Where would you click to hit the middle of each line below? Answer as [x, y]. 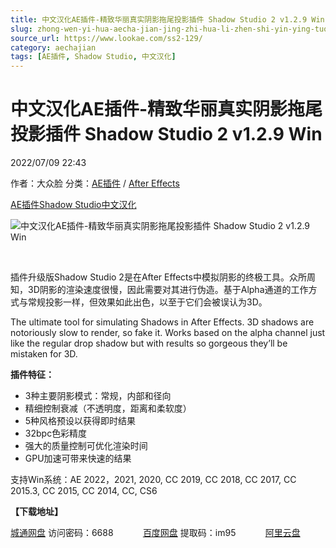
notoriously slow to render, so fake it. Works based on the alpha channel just [168, 333]
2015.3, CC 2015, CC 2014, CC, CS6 [84, 491]
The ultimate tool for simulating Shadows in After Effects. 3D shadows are [162, 322]
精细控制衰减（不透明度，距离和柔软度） [108, 408]
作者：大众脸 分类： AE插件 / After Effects [95, 183]
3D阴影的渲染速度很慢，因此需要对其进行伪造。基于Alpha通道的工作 [168, 290]
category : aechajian [53, 47]
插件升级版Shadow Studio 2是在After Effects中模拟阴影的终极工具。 [150, 277]
